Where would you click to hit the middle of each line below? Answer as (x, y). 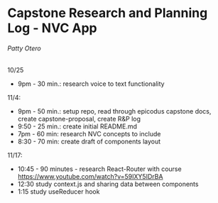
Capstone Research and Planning (108, 13)
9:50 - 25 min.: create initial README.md (77, 126)
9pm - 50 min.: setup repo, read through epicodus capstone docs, (114, 111)
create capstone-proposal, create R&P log (79, 119)
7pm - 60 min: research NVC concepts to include (89, 134)
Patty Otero (24, 48)
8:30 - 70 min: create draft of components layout (89, 142)
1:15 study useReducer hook (59, 192)
